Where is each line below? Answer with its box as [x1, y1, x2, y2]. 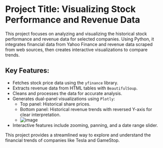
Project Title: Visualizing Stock [5, 3, 136, 15]
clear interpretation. [19, 111, 61, 117]
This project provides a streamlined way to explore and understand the [5, 131, 151, 138]
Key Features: [5, 66, 49, 75]
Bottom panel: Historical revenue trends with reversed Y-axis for [19, 106, 152, 112]
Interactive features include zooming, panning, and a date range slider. [12, 122, 158, 128]
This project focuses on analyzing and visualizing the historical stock [5, 30, 147, 36]
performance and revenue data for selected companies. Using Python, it [5, 36, 154, 42]
